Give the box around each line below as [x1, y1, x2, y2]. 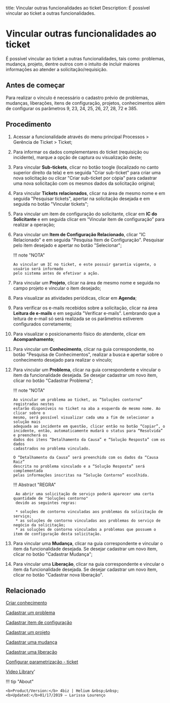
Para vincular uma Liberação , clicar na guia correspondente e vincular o [13, 561, 164, 567]
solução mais [13, 419, 41, 424]
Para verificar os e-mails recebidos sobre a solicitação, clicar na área [13, 305, 158, 311]
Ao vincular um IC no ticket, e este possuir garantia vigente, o [13, 262, 156, 267]
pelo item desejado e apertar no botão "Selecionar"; [13, 242, 122, 248]
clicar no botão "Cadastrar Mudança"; [13, 551, 93, 557]
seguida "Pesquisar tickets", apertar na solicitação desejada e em [13, 196, 150, 202]
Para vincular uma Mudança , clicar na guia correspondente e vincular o [13, 540, 163, 546]
